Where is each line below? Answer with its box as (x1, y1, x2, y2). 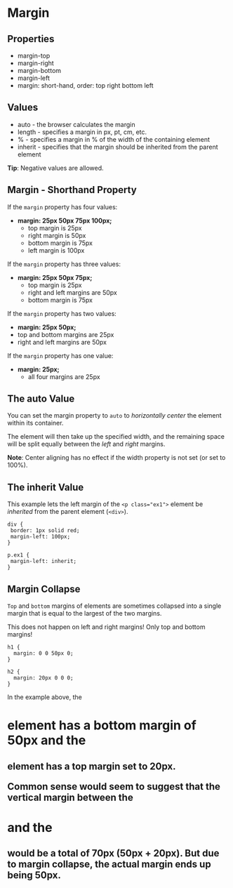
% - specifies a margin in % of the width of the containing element (17, 135, 211, 143)
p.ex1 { (7, 552, 30, 559)
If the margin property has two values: (7, 309, 117, 317)
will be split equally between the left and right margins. (7, 440, 166, 449)
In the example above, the (7, 693, 82, 701)
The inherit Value (7, 481, 84, 493)
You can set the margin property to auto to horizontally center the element (7, 411, 222, 420)
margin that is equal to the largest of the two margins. (7, 609, 162, 618)
